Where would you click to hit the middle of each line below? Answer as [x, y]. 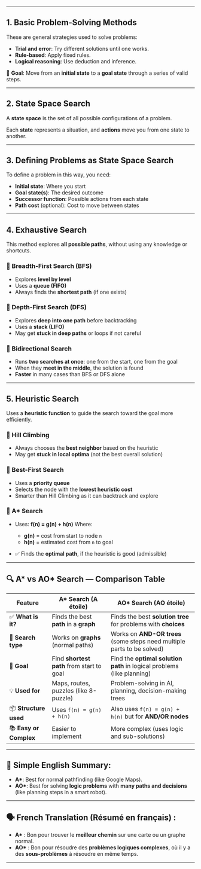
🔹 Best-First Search [35, 470]
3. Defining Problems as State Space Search [90, 161]
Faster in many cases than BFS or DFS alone [70, 374]
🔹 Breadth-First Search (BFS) [49, 266]
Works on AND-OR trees [146, 633]
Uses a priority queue [42, 483]
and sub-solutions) [138, 736]
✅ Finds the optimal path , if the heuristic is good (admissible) [91, 553]
